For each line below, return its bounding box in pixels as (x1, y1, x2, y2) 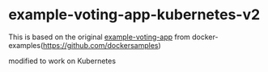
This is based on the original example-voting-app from (8, 32, 190, 42)
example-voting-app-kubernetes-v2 (8, 6, 261, 24)
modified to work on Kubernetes (8, 56, 116, 66)
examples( (8, 40, 44, 50)
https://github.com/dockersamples (43, 40, 159, 50)
